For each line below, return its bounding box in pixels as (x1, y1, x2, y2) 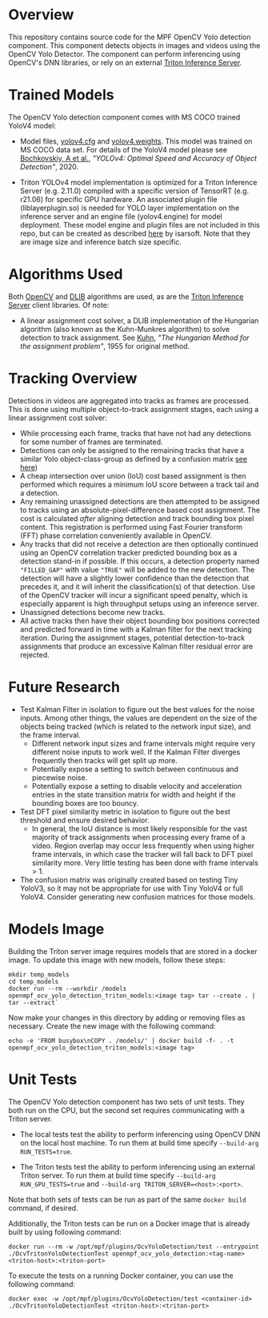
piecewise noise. (31, 772, 88, 782)
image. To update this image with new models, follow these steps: (8, 955, 226, 964)
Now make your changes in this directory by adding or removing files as (8, 1013, 246, 1022)
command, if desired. (8, 1203, 78, 1212)
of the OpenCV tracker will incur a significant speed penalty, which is (19, 590, 248, 600)
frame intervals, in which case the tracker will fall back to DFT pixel (31, 849, 254, 859)
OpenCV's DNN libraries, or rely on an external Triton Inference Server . (8, 58, 242, 67)
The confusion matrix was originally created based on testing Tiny (19, 875, 238, 884)
